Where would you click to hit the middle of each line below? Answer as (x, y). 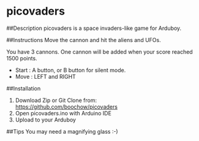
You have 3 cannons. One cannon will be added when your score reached (99, 52)
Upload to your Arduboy (46, 120)
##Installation (24, 88)
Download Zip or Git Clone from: (56, 100)
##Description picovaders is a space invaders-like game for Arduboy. (94, 28)
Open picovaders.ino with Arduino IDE (63, 113)
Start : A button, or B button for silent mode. (70, 70)
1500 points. (22, 58)
